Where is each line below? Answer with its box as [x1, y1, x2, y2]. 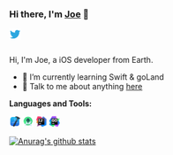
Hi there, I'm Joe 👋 [9, 8, 90, 20]
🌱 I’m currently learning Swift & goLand [21, 72, 165, 82]
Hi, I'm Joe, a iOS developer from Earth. [9, 55, 154, 66]
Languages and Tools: [9, 98, 93, 109]
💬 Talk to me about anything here [21, 81, 143, 92]
